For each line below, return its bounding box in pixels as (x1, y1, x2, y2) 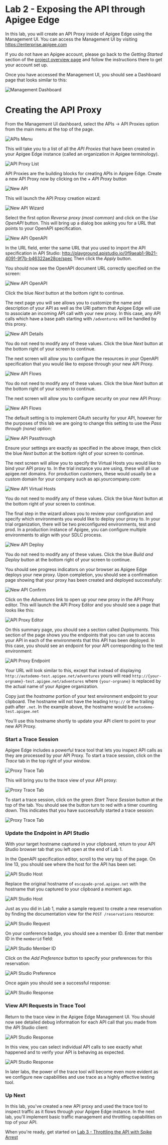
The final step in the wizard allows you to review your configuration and (5, 511, 153, 517)
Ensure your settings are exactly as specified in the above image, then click (5, 445, 161, 451)
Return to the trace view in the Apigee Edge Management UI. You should (5, 1013, 155, 1020)
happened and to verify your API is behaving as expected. (5, 1049, 125, 1055)
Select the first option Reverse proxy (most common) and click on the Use (5, 214, 158, 220)
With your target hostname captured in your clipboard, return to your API (5, 841, 155, 847)
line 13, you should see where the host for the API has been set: (5, 861, 137, 867)
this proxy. (5, 321, 27, 327)
